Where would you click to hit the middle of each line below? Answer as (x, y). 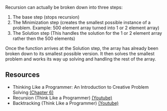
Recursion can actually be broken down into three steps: (64, 7)
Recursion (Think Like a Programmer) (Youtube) (62, 97)
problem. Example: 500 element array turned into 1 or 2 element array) (86, 28)
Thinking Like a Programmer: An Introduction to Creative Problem (81, 87)
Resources (23, 75)
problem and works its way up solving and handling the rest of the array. (81, 59)
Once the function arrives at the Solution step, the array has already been (82, 48)
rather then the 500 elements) (44, 38)
